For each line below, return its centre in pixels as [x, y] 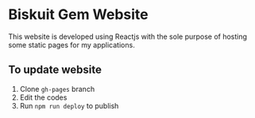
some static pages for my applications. [71, 44]
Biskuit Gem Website [78, 15]
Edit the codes [43, 97]
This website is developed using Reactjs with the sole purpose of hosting [128, 36]
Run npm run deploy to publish [69, 105]
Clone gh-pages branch [57, 89]
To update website [55, 70]
